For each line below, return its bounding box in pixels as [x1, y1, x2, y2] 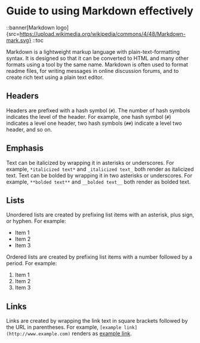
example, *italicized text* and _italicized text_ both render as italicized [6, 166, 194, 173]
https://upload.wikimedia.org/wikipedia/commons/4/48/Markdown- [19, 30, 186, 37]
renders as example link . [71, 330, 133, 337]
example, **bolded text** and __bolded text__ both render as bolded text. [6, 178, 191, 185]
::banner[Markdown [6, 24, 55, 31]
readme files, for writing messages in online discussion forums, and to [6, 67, 179, 74]
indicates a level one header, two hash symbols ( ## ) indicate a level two [6, 120, 182, 127]
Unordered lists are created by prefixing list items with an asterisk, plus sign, [6, 211, 195, 219]
